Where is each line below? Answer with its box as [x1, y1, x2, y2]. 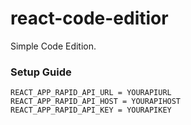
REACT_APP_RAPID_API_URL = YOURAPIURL [10, 88, 172, 98]
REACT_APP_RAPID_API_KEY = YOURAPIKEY [10, 105, 172, 116]
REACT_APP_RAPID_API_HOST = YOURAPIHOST [10, 97, 182, 107]
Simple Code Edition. [10, 40, 97, 52]
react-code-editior [10, 7, 169, 30]
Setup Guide [10, 65, 72, 79]
